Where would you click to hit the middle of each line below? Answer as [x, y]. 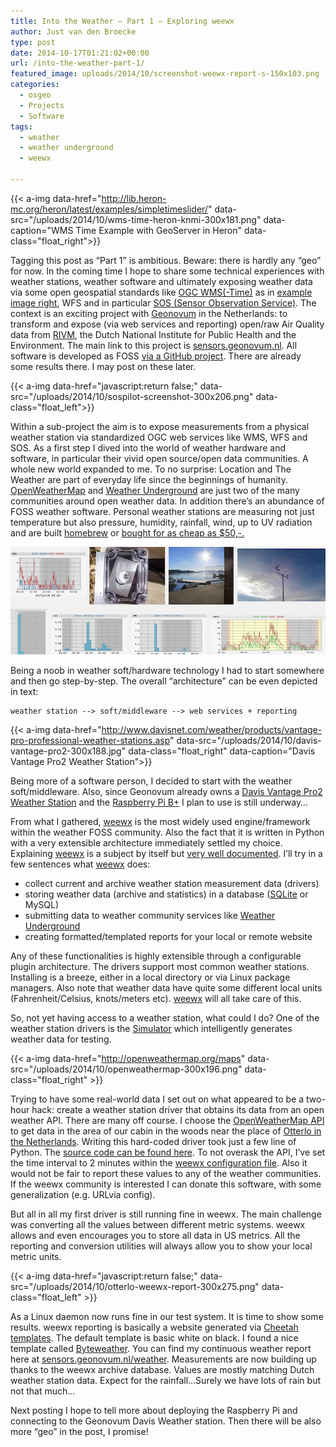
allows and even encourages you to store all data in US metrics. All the [155, 1235]
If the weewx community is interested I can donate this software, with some [166, 1184]
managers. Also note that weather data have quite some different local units [166, 987]
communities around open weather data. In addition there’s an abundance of [167, 501]
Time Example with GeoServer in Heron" [159, 230]
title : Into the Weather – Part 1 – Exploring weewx [122, 21]
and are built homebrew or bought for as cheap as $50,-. [127, 532]
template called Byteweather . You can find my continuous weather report [161, 1348]
